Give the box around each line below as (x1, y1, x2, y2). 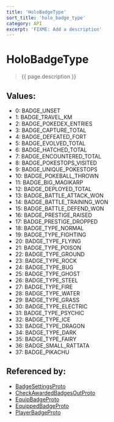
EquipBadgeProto (15, 396, 60, 403)
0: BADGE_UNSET (15, 107, 61, 114)
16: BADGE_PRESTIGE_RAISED (15, 211, 93, 219)
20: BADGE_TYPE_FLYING (15, 238, 81, 244)
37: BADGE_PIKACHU (15, 348, 69, 356)
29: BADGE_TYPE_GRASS (15, 296, 80, 303)
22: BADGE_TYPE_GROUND (15, 251, 85, 258)
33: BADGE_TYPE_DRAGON (15, 322, 85, 329)
